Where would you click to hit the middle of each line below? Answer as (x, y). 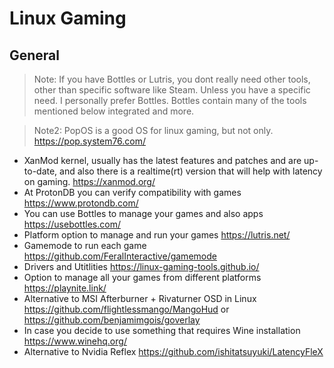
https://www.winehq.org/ (75, 341)
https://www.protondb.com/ (81, 203)
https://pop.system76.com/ (90, 141)
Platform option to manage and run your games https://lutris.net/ (157, 235)
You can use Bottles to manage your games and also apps (143, 213)
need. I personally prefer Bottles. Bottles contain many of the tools (170, 100)
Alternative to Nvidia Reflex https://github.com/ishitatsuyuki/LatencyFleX (173, 351)
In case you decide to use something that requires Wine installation (162, 330)
